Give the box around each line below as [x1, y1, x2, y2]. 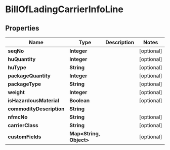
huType [8, 64, 27, 71]
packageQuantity [8, 72, 51, 79]
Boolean [69, 97, 90, 104]
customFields [8, 133, 41, 140]
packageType [8, 80, 41, 87]
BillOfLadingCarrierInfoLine [5, 4, 124, 15]
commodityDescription [8, 105, 65, 112]
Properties [5, 24, 39, 33]
